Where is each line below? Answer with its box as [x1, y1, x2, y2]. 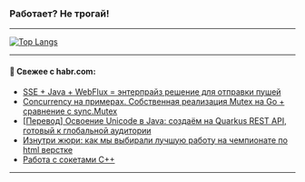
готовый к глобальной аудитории [22, 125, 152, 136]
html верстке [22, 144, 74, 155]
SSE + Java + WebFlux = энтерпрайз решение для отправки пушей [22, 86, 281, 97]
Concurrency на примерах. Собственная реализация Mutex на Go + [22, 96, 285, 106]
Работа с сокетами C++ [22, 154, 115, 165]
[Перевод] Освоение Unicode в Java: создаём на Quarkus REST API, [22, 115, 288, 126]
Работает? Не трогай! [9, 7, 110, 20]
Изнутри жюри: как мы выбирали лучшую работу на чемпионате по [22, 135, 289, 146]
